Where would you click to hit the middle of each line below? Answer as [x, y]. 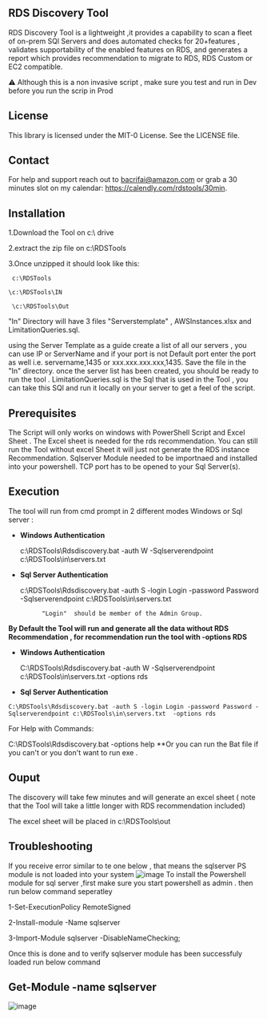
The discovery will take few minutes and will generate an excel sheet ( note [132, 797]
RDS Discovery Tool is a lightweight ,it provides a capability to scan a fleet [130, 32]
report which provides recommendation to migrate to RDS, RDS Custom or [131, 58]
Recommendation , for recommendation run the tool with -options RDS [128, 637]
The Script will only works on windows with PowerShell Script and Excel [127, 433]
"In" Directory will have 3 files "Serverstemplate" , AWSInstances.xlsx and [130, 321]
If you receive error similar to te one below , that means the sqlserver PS [127, 866]
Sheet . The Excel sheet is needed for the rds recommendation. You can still [133, 441]
